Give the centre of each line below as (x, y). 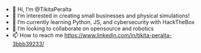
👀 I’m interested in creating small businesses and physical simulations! (101, 16)
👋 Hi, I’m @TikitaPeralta (42, 9)
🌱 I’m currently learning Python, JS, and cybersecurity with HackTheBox (103, 22)
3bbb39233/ (28, 44)
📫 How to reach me (37, 35)
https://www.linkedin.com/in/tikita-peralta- (118, 35)
